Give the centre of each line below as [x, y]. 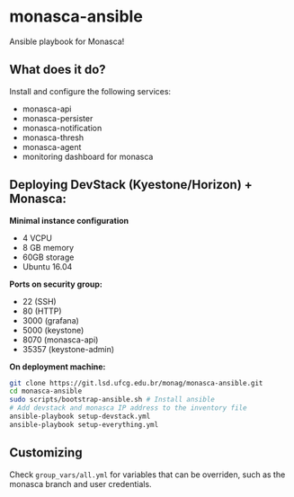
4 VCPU [37, 238]
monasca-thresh [53, 138]
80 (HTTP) [42, 311]
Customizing [46, 453]
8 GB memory [48, 247]
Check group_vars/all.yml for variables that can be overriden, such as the [147, 475]
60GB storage [48, 257]
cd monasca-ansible [46, 391]
